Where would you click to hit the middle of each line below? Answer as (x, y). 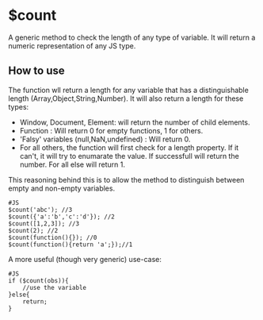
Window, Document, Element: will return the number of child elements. (135, 122)
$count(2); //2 (33, 230)
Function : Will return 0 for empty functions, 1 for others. (111, 130)
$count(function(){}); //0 (53, 237)
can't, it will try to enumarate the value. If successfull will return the (129, 156)
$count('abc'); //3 (40, 210)
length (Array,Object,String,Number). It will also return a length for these (126, 98)
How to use (36, 71)
